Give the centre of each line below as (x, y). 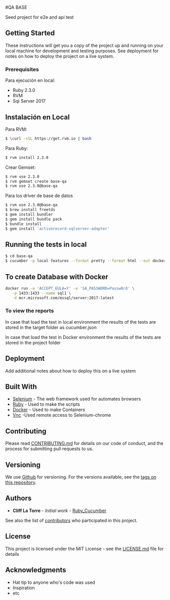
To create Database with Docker (57, 277)
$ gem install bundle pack (34, 219)
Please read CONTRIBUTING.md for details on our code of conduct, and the (84, 444)
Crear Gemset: (20, 167)
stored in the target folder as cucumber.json (51, 327)
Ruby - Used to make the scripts (46, 404)
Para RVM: (16, 129)
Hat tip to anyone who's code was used (54, 582)
